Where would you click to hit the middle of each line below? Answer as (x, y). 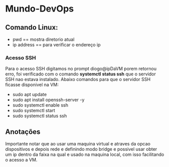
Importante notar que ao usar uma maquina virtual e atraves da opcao (78, 144)
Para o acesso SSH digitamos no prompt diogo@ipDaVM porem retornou (81, 69)
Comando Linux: (32, 27)
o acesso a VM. (21, 160)
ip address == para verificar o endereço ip (57, 45)
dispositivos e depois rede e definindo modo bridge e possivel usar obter (81, 149)
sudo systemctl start (34, 111)
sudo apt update (30, 95)
